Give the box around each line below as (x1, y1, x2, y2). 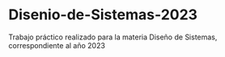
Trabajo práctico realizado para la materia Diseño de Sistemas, (8, 32, 218, 42)
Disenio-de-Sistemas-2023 (8, 6, 198, 24)
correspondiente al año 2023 (8, 40, 105, 50)
